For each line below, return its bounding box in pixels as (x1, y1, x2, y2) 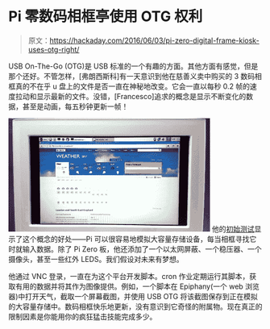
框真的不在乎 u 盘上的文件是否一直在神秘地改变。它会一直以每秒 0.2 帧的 (8, 81, 251, 91)
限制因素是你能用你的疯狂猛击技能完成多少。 (8, 311, 157, 321)
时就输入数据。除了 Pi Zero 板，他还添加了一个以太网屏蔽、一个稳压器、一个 (8, 244, 262, 254)
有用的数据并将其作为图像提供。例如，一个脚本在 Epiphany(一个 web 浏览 (15, 281, 260, 291)
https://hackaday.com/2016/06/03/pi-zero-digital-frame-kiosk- (49, 35, 260, 45)
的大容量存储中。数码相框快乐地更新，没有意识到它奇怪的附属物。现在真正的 (8, 302, 263, 311)
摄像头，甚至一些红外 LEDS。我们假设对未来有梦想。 (8, 254, 184, 264)
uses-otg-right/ (27, 44, 80, 54)
